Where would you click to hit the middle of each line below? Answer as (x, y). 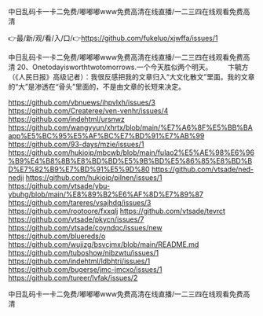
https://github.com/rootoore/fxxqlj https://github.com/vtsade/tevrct (117, 211)
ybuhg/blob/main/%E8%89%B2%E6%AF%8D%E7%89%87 (106, 194)
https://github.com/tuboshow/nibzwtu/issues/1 (84, 253)
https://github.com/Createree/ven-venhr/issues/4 (88, 111)
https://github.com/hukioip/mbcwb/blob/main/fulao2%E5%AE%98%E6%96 (131, 152)
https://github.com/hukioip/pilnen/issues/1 (94, 178)
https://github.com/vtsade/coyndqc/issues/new (85, 228)
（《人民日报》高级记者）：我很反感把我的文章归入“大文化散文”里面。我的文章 (131, 77)
